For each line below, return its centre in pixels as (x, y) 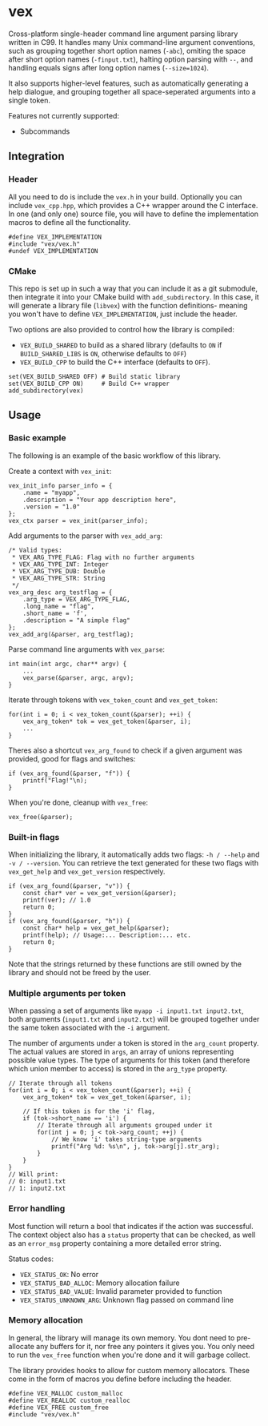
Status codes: (31, 1259)
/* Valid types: (35, 550)
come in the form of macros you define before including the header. (120, 1379)
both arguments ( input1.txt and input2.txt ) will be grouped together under (134, 1019)
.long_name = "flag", (58, 606)
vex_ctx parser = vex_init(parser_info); (78, 520)
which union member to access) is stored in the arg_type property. (118, 1069)
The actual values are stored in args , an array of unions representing (121, 1052)
